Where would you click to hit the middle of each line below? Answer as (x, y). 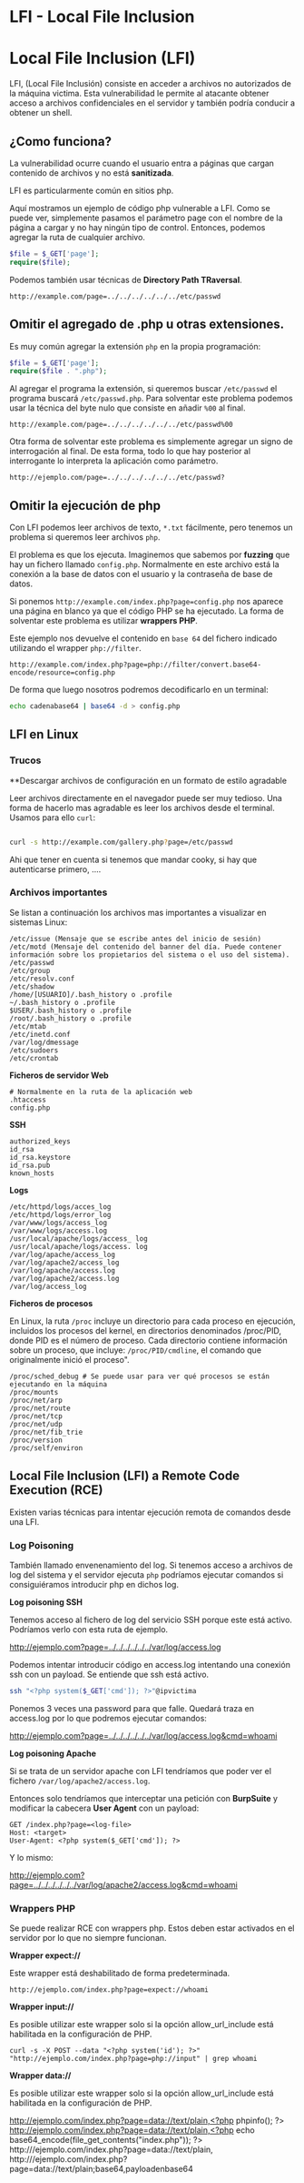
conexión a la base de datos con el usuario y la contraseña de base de (141, 574)
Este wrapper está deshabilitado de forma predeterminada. (120, 1974)
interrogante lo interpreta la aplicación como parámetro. (114, 461)
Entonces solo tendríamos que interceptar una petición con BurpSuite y (144, 1798)
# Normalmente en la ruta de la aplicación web (101, 1091)
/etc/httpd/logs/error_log (60, 1214)
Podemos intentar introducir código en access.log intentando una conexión (150, 1664)
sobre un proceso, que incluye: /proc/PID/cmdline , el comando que (135, 1350)
